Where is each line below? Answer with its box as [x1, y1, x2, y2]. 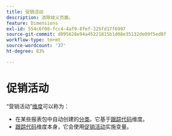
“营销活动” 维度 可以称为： [6, 102, 70, 109]
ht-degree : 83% [6, 48, 45, 54]
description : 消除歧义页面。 [6, 15, 74, 21]
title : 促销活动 [6, 8, 44, 15]
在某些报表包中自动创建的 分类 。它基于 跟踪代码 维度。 [15, 115, 148, 123]
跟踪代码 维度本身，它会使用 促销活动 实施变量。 [15, 123, 132, 130]
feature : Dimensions [6, 20, 59, 26]
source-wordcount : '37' [6, 43, 67, 49]
